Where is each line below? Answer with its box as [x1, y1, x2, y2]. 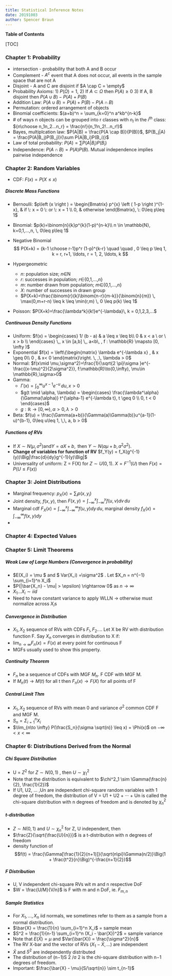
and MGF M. [12, 711, 40, 717]
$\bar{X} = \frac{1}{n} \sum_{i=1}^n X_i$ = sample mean [12, 925, 132, 931]
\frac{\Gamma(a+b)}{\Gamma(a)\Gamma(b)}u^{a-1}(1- [41, 412, 156, 418]
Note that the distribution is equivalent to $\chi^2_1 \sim [12, 776, 130, 782]
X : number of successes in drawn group [20, 287, 106, 293]
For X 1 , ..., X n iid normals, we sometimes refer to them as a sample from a [12, 913, 167, 920]
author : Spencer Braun [5, 17, 54, 22]
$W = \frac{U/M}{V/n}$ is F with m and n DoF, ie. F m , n [12, 887, 128, 894]
